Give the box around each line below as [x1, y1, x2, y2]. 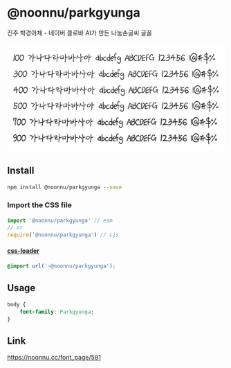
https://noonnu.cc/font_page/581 [7, 353, 102, 362]
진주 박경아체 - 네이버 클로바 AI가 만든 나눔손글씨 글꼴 [7, 28, 152, 37]
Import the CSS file [7, 200, 73, 210]
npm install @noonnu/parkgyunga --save [7, 184, 122, 191]
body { [7, 301, 26, 308]
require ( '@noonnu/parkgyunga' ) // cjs [7, 231, 119, 238]
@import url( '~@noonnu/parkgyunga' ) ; [7, 263, 116, 270]
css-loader [7, 246, 39, 254]
